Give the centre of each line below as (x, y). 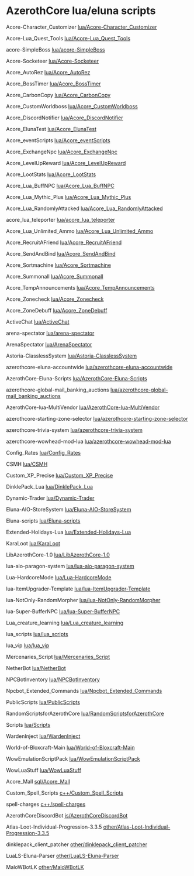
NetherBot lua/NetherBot (36, 668)
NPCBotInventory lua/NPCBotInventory (53, 679)
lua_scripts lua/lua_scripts (37, 634)
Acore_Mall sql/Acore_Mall (38, 781)
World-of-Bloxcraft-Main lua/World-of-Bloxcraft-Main (70, 747)
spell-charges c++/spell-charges (46, 804)
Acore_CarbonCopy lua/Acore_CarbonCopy (58, 95)
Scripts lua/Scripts (28, 724)
